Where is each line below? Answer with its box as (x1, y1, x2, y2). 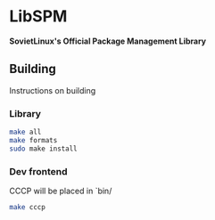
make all (9, 127, 42, 137)
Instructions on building (9, 85, 96, 95)
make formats (9, 135, 58, 144)
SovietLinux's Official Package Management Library (9, 36, 207, 46)
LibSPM (9, 6, 68, 27)
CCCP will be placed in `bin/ (9, 185, 112, 196)
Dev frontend (9, 165, 69, 177)
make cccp (9, 202, 46, 211)
